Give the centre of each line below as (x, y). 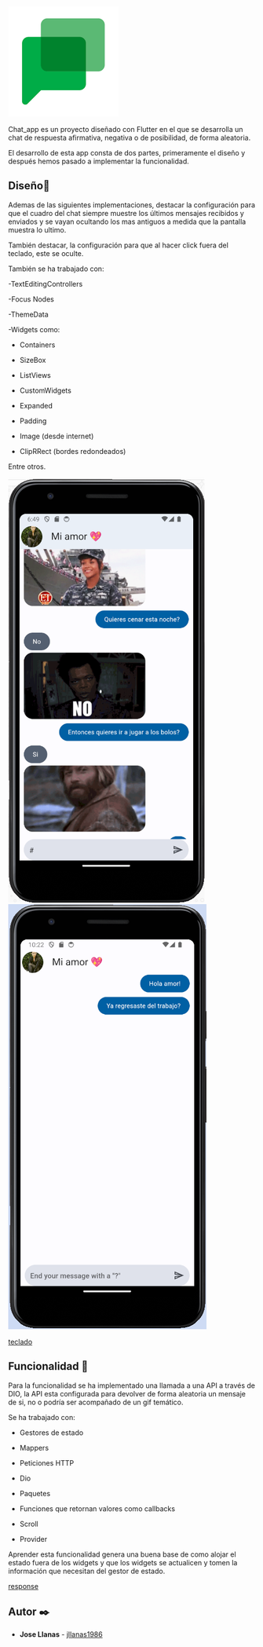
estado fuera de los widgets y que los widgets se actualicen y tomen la (123, 1562)
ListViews (35, 375)
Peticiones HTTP (47, 1462)
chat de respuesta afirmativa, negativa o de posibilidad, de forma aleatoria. (130, 137)
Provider (33, 1539)
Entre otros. (27, 467)
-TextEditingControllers (46, 284)
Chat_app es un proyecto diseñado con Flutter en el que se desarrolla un (126, 129)
